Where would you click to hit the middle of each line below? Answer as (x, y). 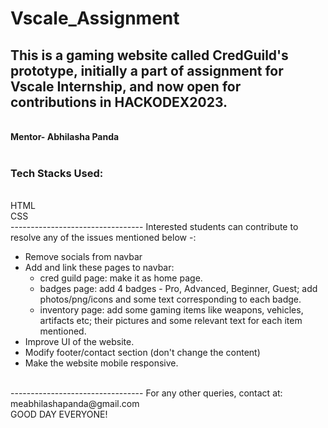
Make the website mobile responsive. (101, 363)
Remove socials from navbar (83, 257)
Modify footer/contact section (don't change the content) (142, 353)
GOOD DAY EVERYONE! (59, 414)
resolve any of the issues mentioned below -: (103, 238)
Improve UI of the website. (79, 342)
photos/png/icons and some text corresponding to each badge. (170, 299)
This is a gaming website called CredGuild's (149, 55)
